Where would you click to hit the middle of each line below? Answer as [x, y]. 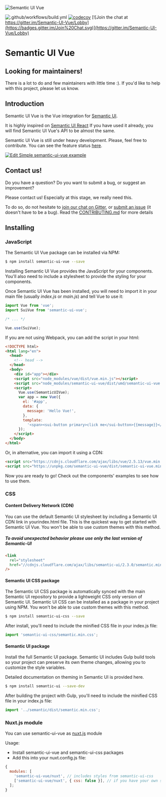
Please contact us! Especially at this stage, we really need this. [69, 197]
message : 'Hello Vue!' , [52, 411]
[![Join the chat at [110, 17]
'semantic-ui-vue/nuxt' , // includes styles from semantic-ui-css [84, 776]
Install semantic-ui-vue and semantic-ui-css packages [68, 752]
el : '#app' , [35, 402]
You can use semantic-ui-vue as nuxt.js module [54, 733]
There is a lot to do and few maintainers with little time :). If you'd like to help [83, 83]
